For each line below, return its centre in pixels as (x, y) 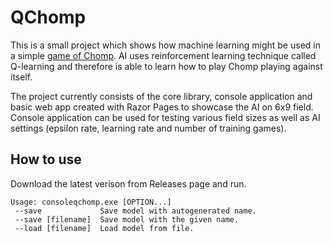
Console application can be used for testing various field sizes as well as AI (165, 117)
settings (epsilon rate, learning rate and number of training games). (148, 128)
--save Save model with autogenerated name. (135, 211)
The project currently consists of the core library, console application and (161, 96)
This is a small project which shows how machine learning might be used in (165, 45)
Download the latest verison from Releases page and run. (128, 183)
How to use (46, 159)
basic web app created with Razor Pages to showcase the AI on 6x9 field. (162, 107)
